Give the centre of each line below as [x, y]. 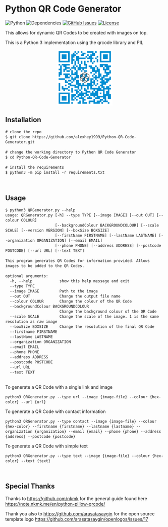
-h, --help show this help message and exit [70, 281]
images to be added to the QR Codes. [45, 266]
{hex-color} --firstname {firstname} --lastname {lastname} [70, 426]
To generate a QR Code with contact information [55, 411]
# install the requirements [35, 168]
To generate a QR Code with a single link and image [59, 387]
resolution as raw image [31, 322]
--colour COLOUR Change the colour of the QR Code [71, 301]
